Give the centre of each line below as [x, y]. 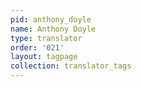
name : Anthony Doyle [53, 29]
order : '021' [37, 47]
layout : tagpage [44, 57]
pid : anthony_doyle [51, 19]
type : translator [46, 38]
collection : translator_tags [71, 66]
